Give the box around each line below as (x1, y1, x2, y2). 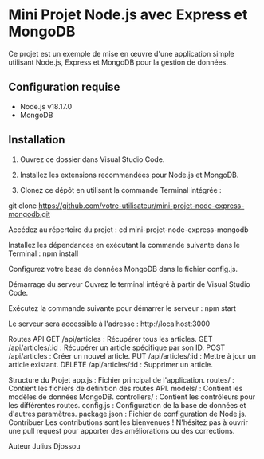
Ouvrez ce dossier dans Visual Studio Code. (19, 154, 165, 164)
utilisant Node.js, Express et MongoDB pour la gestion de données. (8, 57, 229, 67)
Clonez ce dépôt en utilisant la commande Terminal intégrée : (19, 185, 222, 194)
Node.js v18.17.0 (19, 101, 73, 111)
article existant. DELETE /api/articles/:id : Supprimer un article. (8, 359, 214, 369)
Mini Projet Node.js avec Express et (8, 6, 248, 24)
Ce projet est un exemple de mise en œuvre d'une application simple (8, 49, 235, 58)
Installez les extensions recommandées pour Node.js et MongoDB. (19, 170, 239, 179)
